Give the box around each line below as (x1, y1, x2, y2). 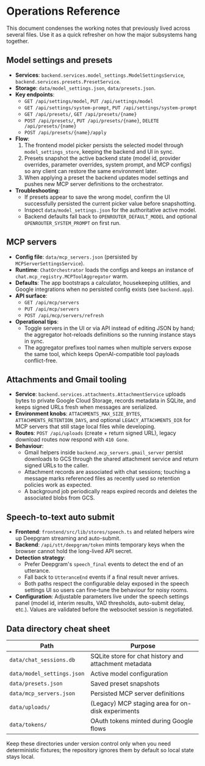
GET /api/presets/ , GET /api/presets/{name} (24, 110, 137, 117)
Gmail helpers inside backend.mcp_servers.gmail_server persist (24, 449, 183, 456)
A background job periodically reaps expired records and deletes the (24, 488, 197, 495)
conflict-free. (24, 357, 58, 364)
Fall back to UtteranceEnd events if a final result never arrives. (24, 573, 179, 581)
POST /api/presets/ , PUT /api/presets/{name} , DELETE (24, 116, 160, 124)
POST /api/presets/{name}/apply (24, 129, 107, 135)
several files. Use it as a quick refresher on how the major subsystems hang (6, 30, 197, 38)
